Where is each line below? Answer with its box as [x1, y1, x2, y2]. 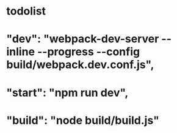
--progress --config [37, 45, 140, 59]
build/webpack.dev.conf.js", [6, 58, 154, 72]
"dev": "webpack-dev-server [6, 32, 159, 46]
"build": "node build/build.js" [6, 114, 160, 127]
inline [6, 45, 35, 59]
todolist [6, 4, 46, 18]
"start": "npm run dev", [6, 86, 129, 100]
